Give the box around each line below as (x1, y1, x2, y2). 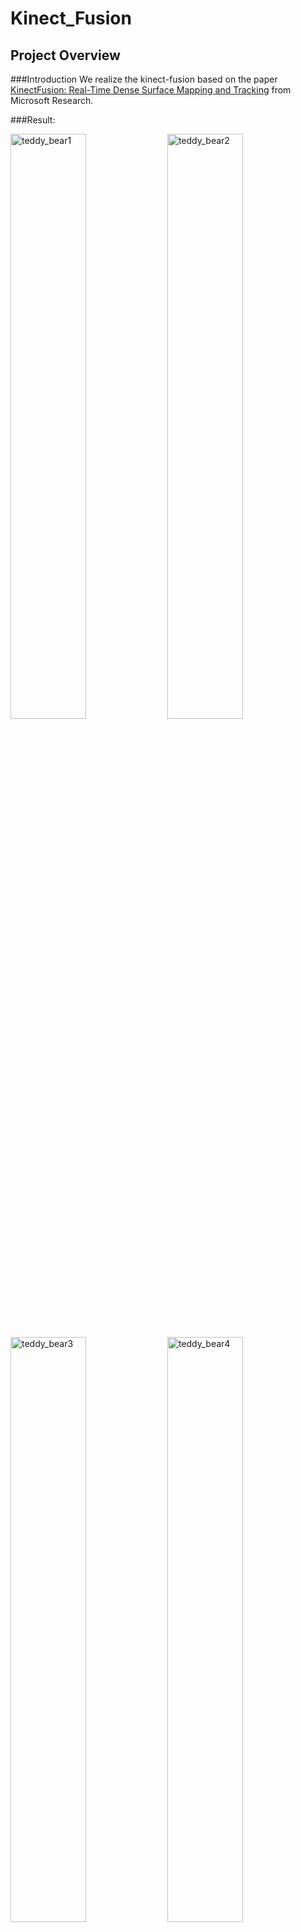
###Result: (10, 114, 56, 126)
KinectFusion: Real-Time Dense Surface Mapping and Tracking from (10, 84, 292, 96)
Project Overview (10, 47, 121, 64)
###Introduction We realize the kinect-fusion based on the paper (10, 73, 278, 85)
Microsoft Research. (10, 95, 94, 106)
